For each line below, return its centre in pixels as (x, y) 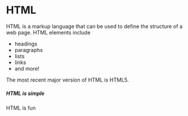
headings (26, 44)
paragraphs (28, 50)
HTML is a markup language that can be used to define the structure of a (95, 26)
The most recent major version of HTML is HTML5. (68, 80)
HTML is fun (21, 108)
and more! (27, 68)
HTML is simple (26, 93)
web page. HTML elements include (48, 32)
